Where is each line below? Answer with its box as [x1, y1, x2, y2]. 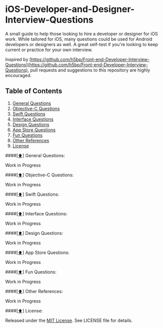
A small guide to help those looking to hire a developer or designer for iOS [5, 31, 158, 37]
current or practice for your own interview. [5, 47, 93, 53]
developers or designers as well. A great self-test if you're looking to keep [5, 41, 158, 47]
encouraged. [5, 72, 32, 78]
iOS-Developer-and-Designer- [5, 4, 135, 15]
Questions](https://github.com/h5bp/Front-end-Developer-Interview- [5, 62, 148, 68]
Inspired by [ [5, 56, 32, 62]
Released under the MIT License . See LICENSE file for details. [5, 317, 133, 323]
